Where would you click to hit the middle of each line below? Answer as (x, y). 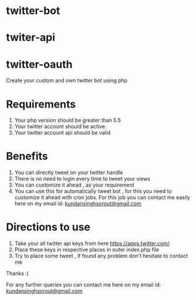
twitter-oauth (39, 64)
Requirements (41, 104)
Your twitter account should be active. (60, 126)
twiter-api (31, 38)
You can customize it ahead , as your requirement (74, 185)
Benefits (27, 156)
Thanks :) (18, 274)
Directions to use (48, 227)
